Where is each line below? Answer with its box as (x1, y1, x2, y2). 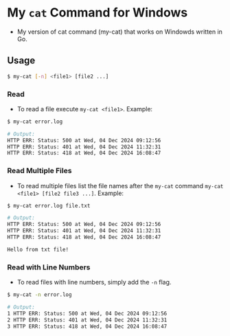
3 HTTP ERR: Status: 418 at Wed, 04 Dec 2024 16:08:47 (7, 323, 168, 330)
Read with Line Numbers (7, 262, 91, 272)
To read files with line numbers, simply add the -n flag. (16, 278, 172, 287)
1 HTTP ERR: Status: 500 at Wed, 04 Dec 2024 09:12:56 (7, 310, 168, 317)
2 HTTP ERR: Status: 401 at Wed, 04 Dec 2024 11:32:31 (7, 316, 168, 324)
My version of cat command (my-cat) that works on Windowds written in (16, 27, 223, 36)
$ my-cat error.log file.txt (7, 202, 91, 209)
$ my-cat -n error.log (7, 291, 72, 298)
